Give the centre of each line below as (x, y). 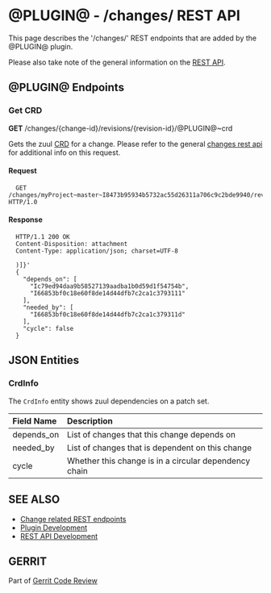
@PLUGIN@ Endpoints (67, 88)
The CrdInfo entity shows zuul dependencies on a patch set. (109, 401)
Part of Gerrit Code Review (53, 581)
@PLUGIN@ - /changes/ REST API (124, 16)
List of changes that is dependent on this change (160, 448)
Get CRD (25, 111)
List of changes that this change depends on (152, 434)
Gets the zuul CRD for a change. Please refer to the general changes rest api (135, 144)
